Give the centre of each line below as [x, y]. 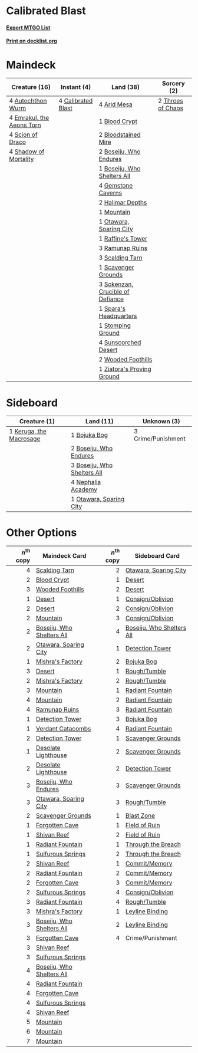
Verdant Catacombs [64, 728]
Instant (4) [76, 87]
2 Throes [171, 101]
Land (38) [126, 87]
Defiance [111, 299]
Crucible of [114, 292]
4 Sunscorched [120, 343]
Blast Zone [140, 815]
